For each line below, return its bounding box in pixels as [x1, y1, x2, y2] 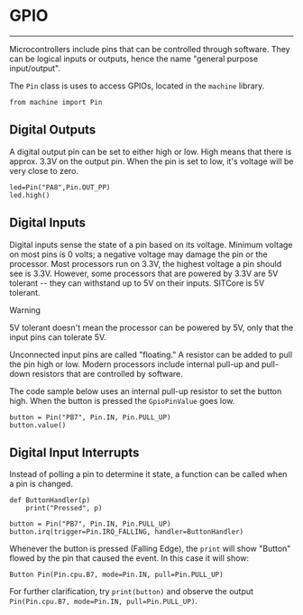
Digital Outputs [9, 123, 96, 138]
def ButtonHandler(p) [9, 496, 91, 505]
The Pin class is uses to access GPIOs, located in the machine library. [9, 80, 265, 91]
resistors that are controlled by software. [32, 368, 183, 379]
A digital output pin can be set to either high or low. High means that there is [9, 146, 292, 157]
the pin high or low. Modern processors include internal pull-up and [9, 358, 260, 370]
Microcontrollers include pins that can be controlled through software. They [9, 43, 290, 54]
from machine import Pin [9, 97, 103, 106]
